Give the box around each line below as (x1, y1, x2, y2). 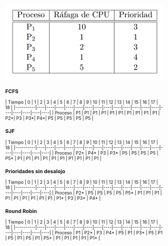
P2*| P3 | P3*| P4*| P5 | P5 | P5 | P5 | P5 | (5, 115, 94, 121)
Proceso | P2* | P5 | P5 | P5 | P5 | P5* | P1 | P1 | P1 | (55, 190, 162, 196)
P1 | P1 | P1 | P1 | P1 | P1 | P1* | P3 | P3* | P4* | (5, 195, 101, 201)
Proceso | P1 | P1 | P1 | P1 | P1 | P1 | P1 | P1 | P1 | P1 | (55, 110, 160, 116)
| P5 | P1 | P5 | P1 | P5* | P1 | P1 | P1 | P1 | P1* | (5, 235, 100, 241)
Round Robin (5, 207, 37, 214)
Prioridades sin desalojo (5, 168, 66, 175)
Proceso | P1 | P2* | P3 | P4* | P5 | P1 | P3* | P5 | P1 (55, 230, 163, 236)
